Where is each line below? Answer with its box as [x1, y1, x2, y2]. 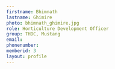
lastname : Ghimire [6, 14, 52, 20]
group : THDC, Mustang [6, 31, 61, 37]
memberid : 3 [6, 48, 36, 54]
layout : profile [6, 53, 47, 59]
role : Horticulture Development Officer [6, 25, 110, 32]
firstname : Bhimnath [6, 8, 58, 15]
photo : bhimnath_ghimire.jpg [6, 20, 79, 26]
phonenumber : [6, 43, 39, 49]
